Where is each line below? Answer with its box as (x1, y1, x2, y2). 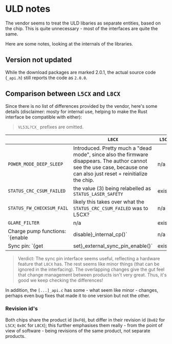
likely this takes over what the (73, 198, 144, 205)
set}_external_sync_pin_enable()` (73, 242, 153, 249)
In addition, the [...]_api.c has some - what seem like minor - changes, (5, 287, 159, 293)
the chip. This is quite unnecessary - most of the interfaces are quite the (5, 25, 158, 31)
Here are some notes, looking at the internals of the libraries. (5, 40, 133, 47)
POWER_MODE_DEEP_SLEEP (8, 161, 63, 167)
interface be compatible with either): (5, 113, 82, 120)
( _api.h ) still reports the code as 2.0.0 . (5, 75, 88, 81)
